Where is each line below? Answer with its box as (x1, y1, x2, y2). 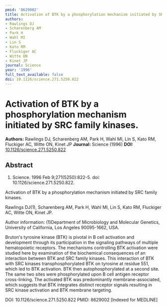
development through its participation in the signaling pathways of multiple (5, 239, 159, 245)
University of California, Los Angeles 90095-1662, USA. (5, 224, 119, 230)
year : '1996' (5, 68, 32, 73)
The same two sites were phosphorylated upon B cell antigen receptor (5, 271, 149, 277)
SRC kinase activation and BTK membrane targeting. (5, 287, 113, 293)
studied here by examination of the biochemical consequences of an (5, 250, 146, 256)
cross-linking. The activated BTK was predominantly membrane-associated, (5, 276, 161, 282)
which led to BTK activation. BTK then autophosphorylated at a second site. (5, 266, 160, 272)
